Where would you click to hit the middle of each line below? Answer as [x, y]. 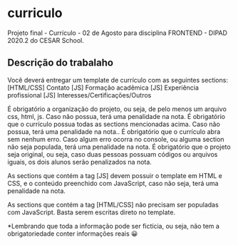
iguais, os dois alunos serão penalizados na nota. [79, 162]
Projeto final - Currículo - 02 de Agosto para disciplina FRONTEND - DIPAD [118, 33]
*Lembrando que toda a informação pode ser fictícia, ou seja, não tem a [113, 226]
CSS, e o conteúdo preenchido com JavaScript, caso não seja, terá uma [113, 183]
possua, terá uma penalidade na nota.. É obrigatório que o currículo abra [114, 131]
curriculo [35, 13]
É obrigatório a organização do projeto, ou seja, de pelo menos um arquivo [117, 109]
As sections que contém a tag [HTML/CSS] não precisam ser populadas [113, 204]
